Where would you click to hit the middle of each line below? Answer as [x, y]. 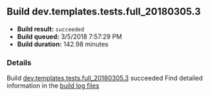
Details [19, 62]
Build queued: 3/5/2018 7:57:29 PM [69, 36]
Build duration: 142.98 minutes [63, 44]
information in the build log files [53, 86]
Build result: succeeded [51, 29]
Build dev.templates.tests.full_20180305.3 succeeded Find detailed [105, 78]
